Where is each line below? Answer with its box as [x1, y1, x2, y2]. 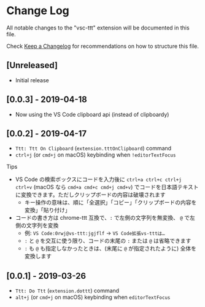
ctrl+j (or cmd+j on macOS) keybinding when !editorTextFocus [15, 151, 176, 158]
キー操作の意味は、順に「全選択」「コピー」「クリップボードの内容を [24, 199, 197, 206]
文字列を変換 [26, 222, 59, 229]
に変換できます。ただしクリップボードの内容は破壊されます [15, 191, 166, 198]
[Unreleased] [6, 60, 58, 71]
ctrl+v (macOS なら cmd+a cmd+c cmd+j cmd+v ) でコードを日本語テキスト [15, 184, 199, 191]
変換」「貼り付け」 [24, 206, 71, 214]
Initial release [15, 76, 49, 84]
